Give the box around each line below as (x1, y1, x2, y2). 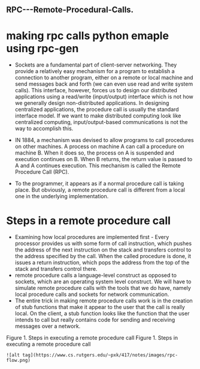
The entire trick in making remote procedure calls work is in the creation (14, 297, 193, 304)
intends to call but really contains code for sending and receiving (14, 316, 175, 323)
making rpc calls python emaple (6, 29, 169, 43)
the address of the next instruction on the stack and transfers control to (14, 246, 192, 253)
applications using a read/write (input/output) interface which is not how (14, 93, 193, 101)
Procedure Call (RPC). (14, 168, 69, 176)
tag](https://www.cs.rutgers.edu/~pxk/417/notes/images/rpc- (22, 352, 178, 358)
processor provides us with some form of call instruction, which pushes (14, 240, 192, 247)
